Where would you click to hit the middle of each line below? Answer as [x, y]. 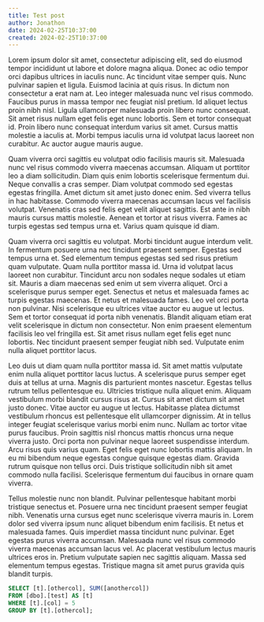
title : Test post [37, 15]
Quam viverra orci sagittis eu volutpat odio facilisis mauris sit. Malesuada [126, 159]
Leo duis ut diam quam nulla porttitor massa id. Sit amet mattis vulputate [125, 366]
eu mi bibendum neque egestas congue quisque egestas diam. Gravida [124, 458]
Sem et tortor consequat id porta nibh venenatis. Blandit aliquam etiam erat [130, 317]
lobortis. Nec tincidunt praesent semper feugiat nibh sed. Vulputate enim [126, 342]
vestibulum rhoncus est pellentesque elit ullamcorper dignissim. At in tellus [130, 416]
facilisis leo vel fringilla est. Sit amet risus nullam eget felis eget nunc [120, 334]
